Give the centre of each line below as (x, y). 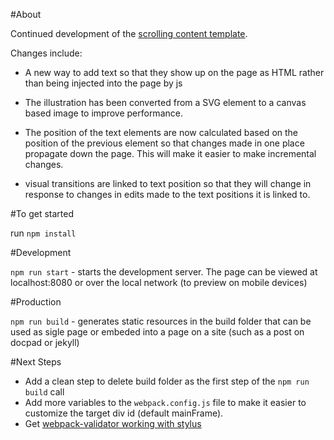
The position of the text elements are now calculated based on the (161, 132)
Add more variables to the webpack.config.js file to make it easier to (165, 402)
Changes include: (46, 53)
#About (26, 14)
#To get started (42, 213)
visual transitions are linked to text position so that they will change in (168, 183)
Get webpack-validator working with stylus (113, 423)
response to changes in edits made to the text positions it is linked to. (167, 194)
